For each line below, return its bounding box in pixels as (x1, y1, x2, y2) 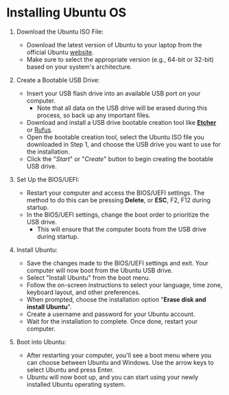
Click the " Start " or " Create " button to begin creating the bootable (26, 154, 214, 163)
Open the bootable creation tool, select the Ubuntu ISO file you (26, 132, 205, 141)
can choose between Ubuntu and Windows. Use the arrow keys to (26, 358, 214, 366)
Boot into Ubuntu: (16, 337, 67, 346)
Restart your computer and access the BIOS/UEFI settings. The (26, 189, 205, 197)
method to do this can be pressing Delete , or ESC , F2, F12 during (26, 195, 210, 204)
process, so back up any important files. (36, 111, 151, 119)
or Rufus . (26, 125, 53, 134)
